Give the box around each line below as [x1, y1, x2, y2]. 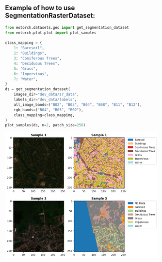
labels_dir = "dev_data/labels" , [14, 97, 77, 102]
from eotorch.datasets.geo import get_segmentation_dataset [5, 25, 130, 30]
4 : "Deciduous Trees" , [14, 61, 60, 66]
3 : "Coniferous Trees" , [14, 56, 62, 61]
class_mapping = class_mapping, [14, 112, 75, 118]
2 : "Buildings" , [14, 51, 47, 56]
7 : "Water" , [14, 77, 38, 81]
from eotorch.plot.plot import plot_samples [5, 30, 97, 35]
